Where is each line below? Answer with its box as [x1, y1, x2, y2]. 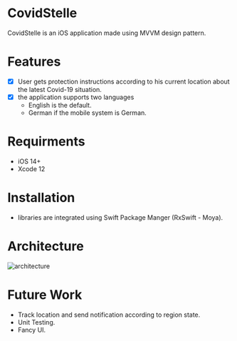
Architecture [7, 238, 84, 255]
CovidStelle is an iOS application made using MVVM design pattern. [7, 29, 206, 37]
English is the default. [28, 101, 92, 109]
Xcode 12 [17, 164, 46, 173]
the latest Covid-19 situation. [17, 85, 102, 93]
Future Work [7, 287, 83, 302]
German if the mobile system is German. [28, 108, 147, 117]
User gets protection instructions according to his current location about [17, 77, 230, 86]
